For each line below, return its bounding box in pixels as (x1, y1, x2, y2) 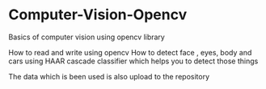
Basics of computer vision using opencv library (8, 32, 166, 42)
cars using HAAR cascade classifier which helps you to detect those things (8, 56, 259, 66)
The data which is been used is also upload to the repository (8, 71, 210, 81)
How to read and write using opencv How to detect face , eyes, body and (8, 47, 252, 57)
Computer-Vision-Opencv (8, 6, 188, 24)
